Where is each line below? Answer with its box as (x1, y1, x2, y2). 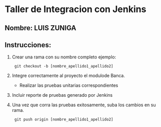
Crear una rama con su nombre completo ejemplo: (12, 54, 116, 60)
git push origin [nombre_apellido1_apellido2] (14, 117, 113, 122)
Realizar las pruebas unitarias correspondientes (19, 82, 118, 89)
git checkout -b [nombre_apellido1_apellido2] (14, 64, 113, 69)
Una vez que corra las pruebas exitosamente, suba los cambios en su (12, 102, 156, 108)
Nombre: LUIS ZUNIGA (5, 24, 76, 32)
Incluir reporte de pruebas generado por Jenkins (12, 92, 113, 98)
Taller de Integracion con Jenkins (5, 4, 146, 15)
